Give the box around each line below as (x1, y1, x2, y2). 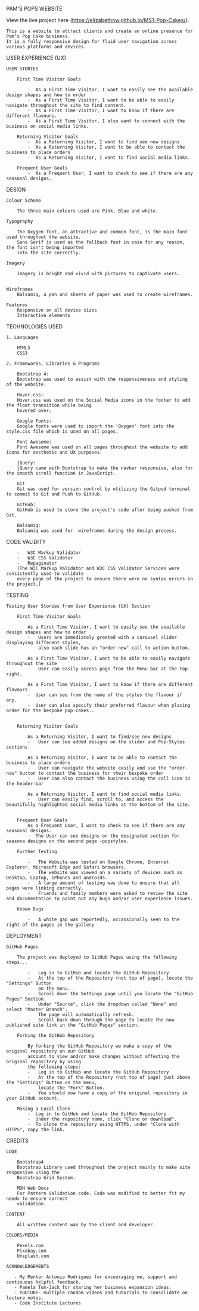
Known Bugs (17, 906, 44, 912)
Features (6, 302, 28, 308)
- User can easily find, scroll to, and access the (27, 796, 164, 802)
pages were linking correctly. (6, 885, 84, 891)
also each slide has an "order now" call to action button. (38, 645, 191, 651)
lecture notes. (6, 1295, 44, 1301)
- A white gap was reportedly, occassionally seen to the (27, 916, 180, 922)
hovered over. (17, 408, 52, 414)
